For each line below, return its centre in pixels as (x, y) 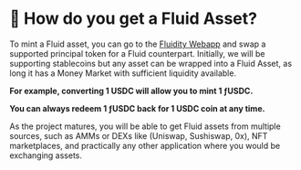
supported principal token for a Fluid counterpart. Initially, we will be (137, 53)
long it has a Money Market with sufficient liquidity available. (123, 73)
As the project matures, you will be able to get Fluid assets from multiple (145, 126)
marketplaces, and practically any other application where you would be (145, 145)
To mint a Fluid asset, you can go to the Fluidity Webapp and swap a (138, 44)
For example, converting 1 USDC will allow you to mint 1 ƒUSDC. (131, 90)
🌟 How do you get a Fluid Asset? (134, 19)
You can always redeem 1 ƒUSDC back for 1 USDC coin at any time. (137, 108)
